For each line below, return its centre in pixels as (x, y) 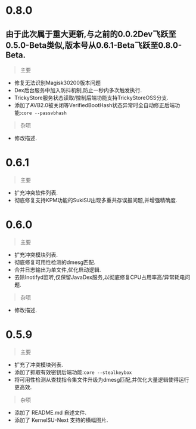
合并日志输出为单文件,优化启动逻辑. (57, 269)
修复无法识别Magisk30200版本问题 (57, 83)
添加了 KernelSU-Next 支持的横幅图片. (61, 420)
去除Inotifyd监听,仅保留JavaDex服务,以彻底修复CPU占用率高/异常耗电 (99, 277)
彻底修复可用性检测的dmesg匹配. (55, 262)
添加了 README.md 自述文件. (50, 412)
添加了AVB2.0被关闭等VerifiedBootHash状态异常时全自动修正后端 (94, 105)
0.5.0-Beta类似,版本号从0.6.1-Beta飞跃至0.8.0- (94, 45)
